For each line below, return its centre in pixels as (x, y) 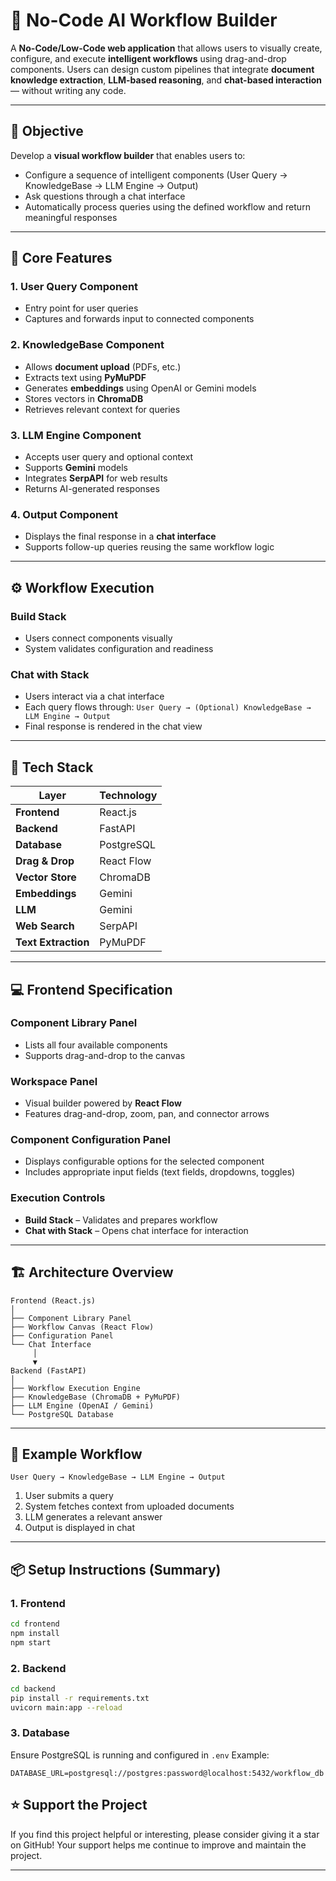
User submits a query (69, 1496)
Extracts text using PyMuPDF (85, 377)
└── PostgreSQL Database (62, 1414)
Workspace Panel (54, 1081)
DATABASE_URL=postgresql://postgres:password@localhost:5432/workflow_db (167, 1773)
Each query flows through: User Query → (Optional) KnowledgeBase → (168, 707)
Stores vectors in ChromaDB (84, 398)
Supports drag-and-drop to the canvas (105, 1055)
